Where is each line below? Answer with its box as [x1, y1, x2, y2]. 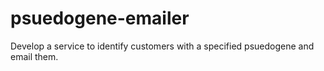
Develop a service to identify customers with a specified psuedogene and [10, 40, 315, 52]
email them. [10, 50, 59, 62]
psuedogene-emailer [10, 7, 190, 30]
